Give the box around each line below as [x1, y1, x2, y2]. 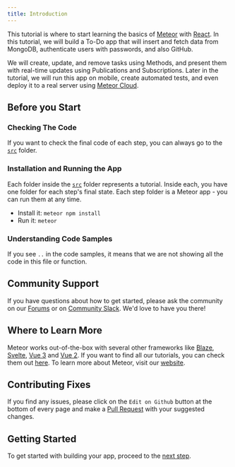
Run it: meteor [17, 216, 58, 225]
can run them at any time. [7, 195, 82, 203]
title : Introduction [7, 10, 68, 18]
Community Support [7, 278, 100, 290]
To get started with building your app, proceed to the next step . [7, 451, 192, 460]
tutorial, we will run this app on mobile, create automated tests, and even [7, 73, 219, 82]
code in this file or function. [7, 257, 88, 266]
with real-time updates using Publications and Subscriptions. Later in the [7, 66, 219, 74]
